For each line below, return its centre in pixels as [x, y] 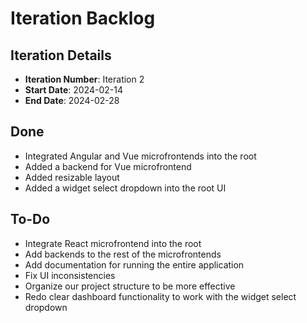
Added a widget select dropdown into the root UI [125, 188]
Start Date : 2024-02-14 [73, 90]
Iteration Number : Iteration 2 [84, 79]
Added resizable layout [72, 177]
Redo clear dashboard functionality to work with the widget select [160, 296]
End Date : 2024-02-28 [72, 100]
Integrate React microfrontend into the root [113, 243]
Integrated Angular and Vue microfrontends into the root [140, 156]
